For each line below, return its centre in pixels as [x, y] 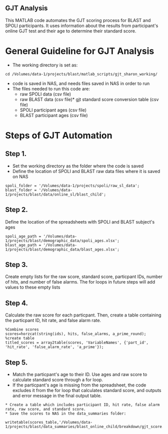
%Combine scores [22, 329]
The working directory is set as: [45, 65]
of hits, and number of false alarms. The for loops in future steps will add [80, 282]
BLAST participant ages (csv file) [54, 115]
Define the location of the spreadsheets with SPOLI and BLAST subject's [80, 221]
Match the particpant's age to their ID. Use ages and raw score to [80, 374]
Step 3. [17, 264]
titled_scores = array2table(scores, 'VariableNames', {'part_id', [77, 343]
